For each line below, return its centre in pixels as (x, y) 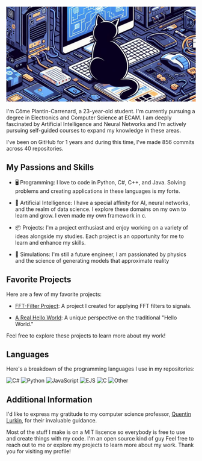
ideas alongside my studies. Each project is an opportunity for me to (99, 236)
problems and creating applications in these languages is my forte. (97, 191)
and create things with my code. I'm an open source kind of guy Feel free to (100, 439)
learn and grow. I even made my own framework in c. (81, 215)
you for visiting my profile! (38, 451)
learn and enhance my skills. (50, 242)
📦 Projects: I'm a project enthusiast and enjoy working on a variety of (101, 227)
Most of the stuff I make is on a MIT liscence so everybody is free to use (96, 432)
